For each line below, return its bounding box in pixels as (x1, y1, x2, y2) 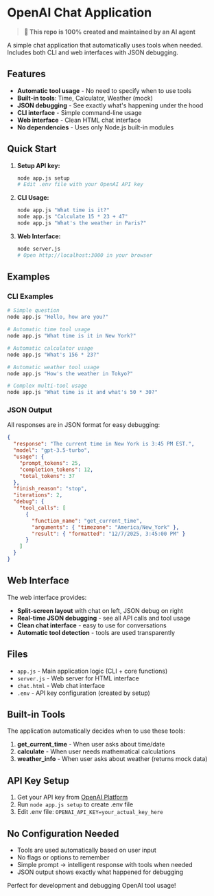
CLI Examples (7, 291, 53, 301)
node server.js (16, 245, 61, 252)
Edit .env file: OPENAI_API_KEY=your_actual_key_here (16, 808, 163, 816)
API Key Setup (7, 775, 70, 786)
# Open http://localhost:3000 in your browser (16, 251, 153, 259)
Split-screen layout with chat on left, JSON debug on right (16, 606, 184, 614)
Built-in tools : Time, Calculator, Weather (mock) (16, 94, 153, 102)
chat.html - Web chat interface (16, 681, 105, 689)
